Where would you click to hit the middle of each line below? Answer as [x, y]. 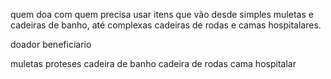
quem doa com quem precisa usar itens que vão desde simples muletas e [162, 14]
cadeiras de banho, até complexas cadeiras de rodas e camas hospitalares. [166, 25]
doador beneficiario [51, 44]
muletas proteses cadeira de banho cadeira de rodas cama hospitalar [153, 63]
